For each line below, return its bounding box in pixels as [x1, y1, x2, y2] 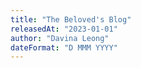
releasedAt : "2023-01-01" [10, 24, 118, 34]
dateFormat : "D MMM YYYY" [10, 42, 118, 53]
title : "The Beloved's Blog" [10, 14, 132, 25]
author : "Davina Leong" [10, 33, 110, 43]
